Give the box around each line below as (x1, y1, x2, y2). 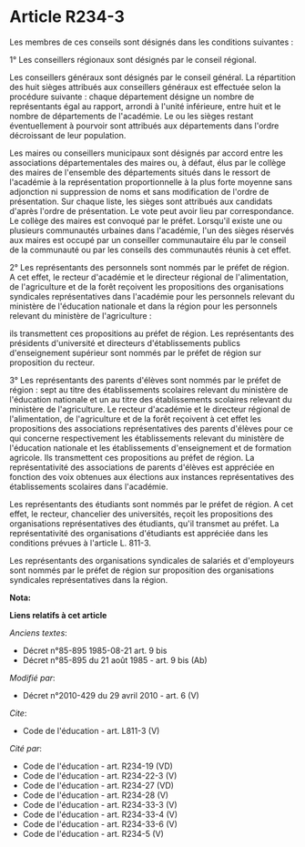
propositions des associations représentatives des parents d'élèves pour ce (9, 423, 293, 434)
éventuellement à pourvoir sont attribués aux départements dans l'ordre (9, 120, 280, 131)
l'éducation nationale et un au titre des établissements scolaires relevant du (9, 393, 293, 404)
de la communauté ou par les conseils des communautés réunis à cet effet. (9, 244, 291, 255)
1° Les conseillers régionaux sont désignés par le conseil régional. (9, 54, 257, 65)
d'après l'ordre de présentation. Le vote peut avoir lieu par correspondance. (9, 205, 294, 216)
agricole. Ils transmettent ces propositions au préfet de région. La (9, 452, 255, 463)
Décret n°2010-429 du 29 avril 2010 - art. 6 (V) (22, 689, 200, 700)
